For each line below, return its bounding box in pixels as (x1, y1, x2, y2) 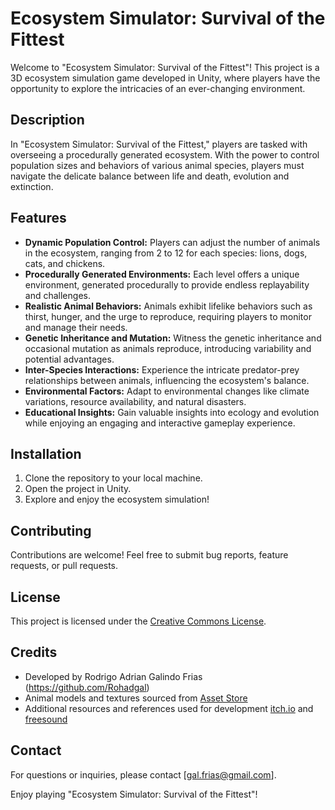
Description (10, 112, 85, 129)
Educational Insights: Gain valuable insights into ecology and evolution (24, 406, 320, 418)
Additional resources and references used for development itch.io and (24, 702, 314, 714)
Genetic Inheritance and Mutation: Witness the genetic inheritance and (24, 332, 322, 344)
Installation (10, 445, 82, 462)
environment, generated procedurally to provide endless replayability (24, 278, 310, 291)
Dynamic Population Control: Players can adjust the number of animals (24, 236, 321, 248)
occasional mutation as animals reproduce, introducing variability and (24, 342, 312, 354)
